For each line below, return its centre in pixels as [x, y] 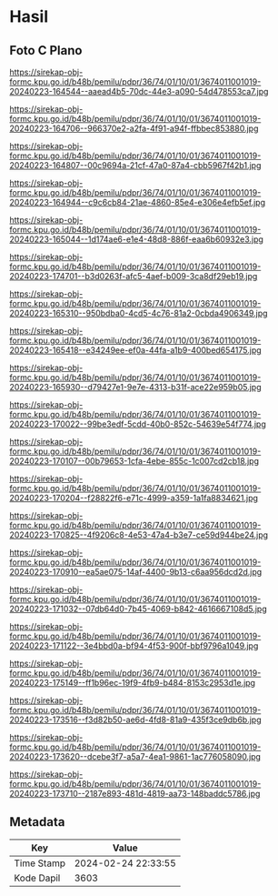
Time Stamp [40, 863]
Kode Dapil [37, 878]
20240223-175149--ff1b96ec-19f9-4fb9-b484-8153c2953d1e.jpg [133, 683]
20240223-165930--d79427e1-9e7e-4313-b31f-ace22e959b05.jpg [135, 387]
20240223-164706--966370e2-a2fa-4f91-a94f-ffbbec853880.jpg [134, 128]
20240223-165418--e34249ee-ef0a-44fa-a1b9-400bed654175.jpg [135, 350]
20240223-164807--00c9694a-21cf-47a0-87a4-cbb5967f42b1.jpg [135, 165]
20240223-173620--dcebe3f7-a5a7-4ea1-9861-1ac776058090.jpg [135, 756]
